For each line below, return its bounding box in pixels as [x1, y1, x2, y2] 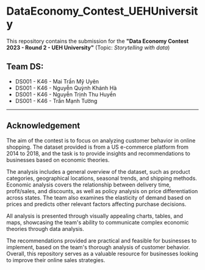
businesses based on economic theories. [6, 156, 110, 163]
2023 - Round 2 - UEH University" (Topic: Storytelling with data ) [6, 44, 170, 51]
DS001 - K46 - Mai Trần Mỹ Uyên [15, 77, 99, 85]
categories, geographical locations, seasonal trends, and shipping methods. [6, 174, 197, 182]
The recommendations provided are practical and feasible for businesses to [6, 236, 197, 244]
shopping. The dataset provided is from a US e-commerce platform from [6, 143, 189, 151]
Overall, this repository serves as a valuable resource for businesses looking [6, 250, 198, 257]
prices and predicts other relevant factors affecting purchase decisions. [6, 200, 187, 208]
